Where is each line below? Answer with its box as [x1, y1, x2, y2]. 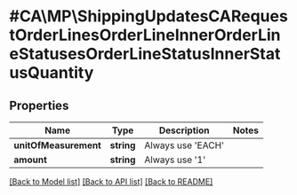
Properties [9, 97, 69, 113]
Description [158, 124, 210, 136]
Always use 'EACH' [144, 139, 225, 152]
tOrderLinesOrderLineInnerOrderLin [9, 25, 282, 45]
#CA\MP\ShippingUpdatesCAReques [9, 6, 289, 27]
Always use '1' [144, 153, 206, 166]
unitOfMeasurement [13, 139, 102, 152]
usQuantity [9, 63, 94, 83]
